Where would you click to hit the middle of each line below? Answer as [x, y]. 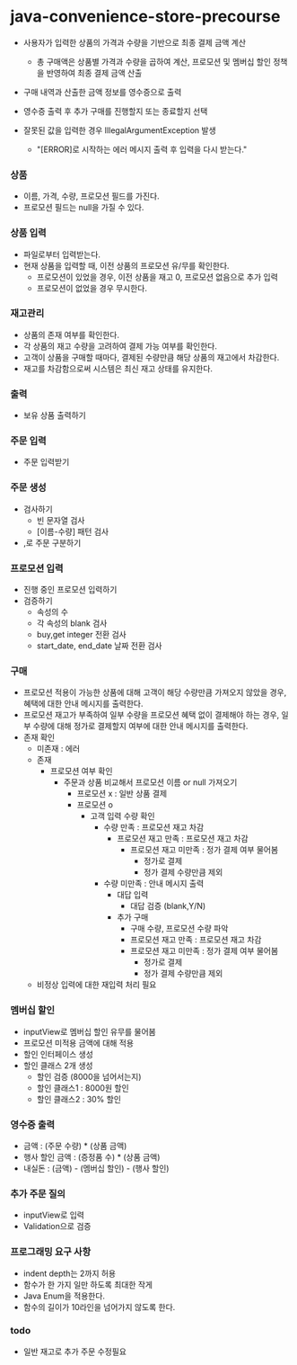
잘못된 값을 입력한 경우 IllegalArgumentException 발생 [119, 130]
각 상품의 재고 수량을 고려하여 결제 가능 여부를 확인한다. [120, 346]
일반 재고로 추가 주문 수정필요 [74, 1352]
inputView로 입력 [53, 1215]
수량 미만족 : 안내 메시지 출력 [154, 884]
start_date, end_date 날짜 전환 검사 [99, 646]
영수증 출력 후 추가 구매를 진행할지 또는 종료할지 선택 [115, 111]
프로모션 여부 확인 [81, 772]
